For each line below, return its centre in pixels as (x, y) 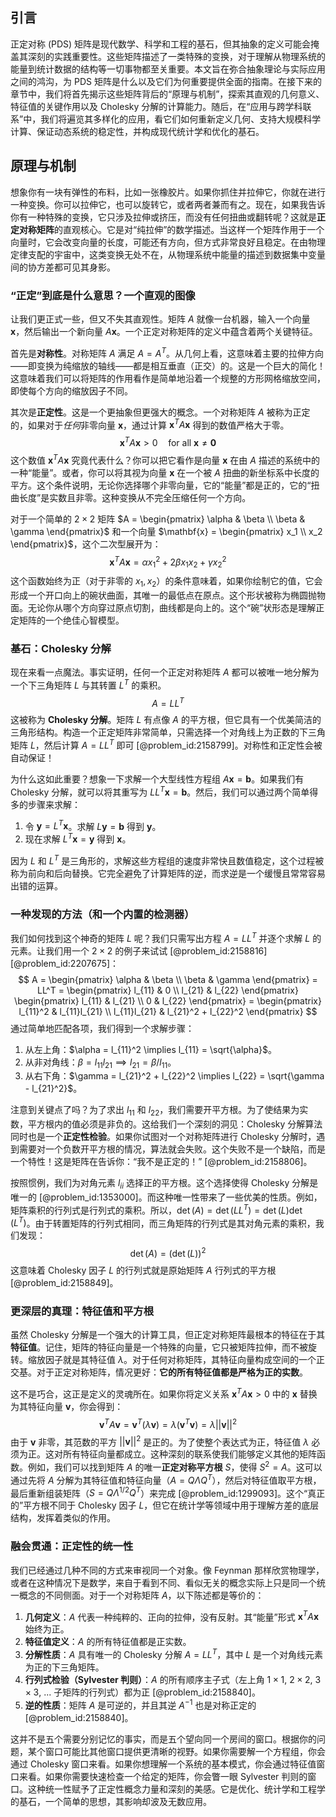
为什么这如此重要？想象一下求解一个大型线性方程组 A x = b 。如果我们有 (157, 779)
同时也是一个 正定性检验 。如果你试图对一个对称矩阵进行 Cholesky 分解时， (163, 1137)
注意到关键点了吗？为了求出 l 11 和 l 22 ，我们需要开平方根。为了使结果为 (155, 1111)
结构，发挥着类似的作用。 (63, 1518)
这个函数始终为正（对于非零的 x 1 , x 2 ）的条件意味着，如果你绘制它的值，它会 (166, 582)
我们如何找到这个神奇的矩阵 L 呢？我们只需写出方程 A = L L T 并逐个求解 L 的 (166, 937)
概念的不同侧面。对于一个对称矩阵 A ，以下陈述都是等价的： (141, 1595)
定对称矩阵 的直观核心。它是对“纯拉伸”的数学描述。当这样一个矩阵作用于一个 (167, 229)
